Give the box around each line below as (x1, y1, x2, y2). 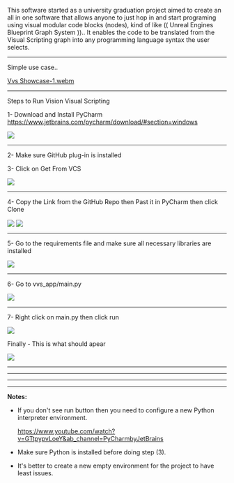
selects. (7, 43, 30, 51)
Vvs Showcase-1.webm (7, 77, 75, 85)
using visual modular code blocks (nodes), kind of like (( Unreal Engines (7, 21, 214, 29)
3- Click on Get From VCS (7, 164, 81, 173)
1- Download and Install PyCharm (7, 110, 103, 118)
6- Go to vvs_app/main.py (7, 280, 82, 289)
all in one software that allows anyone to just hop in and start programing (7, 13, 217, 22)
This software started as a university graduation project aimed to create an (7, 6, 221, 14)
